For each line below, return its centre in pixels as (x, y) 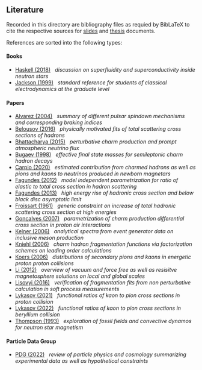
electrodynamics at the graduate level (62, 89)
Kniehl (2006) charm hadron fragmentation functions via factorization (103, 244)
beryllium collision (37, 315)
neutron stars (32, 76)
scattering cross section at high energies (66, 212)
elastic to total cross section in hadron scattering (76, 187)
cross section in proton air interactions (63, 225)
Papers (15, 102)
